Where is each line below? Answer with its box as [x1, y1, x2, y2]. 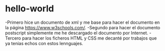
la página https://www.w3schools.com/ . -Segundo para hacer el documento [5, 24, 161, 30]
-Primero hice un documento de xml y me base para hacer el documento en [5, 19, 160, 25]
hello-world [5, 3, 55, 14]
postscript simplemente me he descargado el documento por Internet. [5, 30, 149, 36]
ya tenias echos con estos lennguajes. [5, 40, 83, 46]
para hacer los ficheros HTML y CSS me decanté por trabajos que [22, 35, 157, 41]
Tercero [5, 35, 21, 41]
